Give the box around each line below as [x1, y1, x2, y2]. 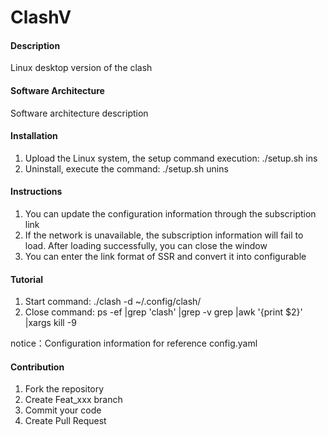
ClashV [10, 6, 72, 29]
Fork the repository [24, 383, 105, 395]
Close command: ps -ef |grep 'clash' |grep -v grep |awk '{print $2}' [24, 306, 303, 318]
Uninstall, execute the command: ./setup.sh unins [24, 162, 229, 175]
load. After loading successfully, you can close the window [24, 240, 268, 251]
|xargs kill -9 [24, 317, 77, 329]
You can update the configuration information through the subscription [24, 208, 317, 220]
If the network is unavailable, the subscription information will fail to [24, 229, 304, 241]
